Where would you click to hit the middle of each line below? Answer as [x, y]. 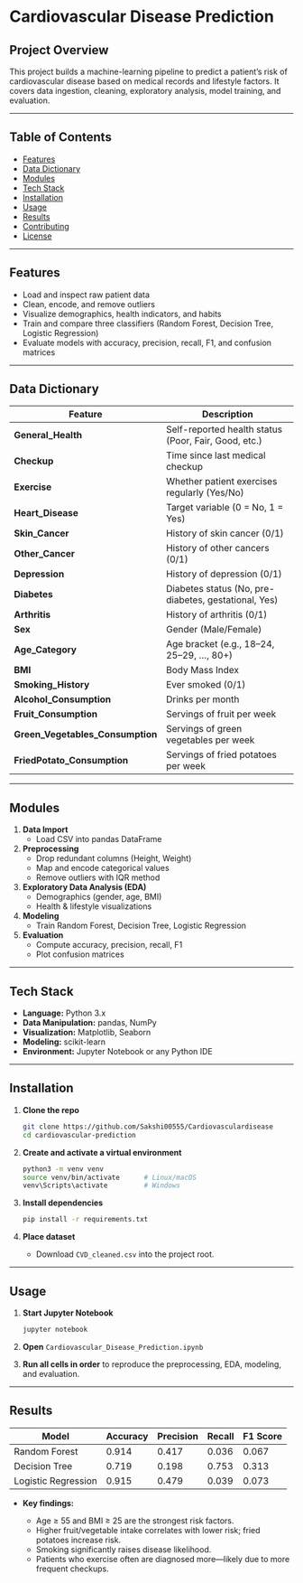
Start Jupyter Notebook [68, 1313]
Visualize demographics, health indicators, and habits [122, 314]
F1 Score [262, 1436]
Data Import [45, 829]
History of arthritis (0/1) [216, 614]
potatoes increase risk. [78, 1540]
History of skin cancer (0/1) [225, 533]
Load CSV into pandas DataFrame [99, 839]
